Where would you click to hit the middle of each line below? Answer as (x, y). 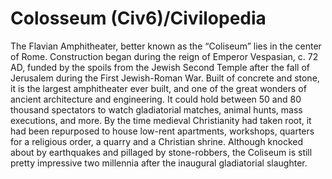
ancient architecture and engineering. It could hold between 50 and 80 (156, 99)
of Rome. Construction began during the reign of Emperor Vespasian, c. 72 (164, 56)
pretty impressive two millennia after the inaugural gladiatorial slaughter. (159, 163)
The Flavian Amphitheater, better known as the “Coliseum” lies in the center (166, 46)
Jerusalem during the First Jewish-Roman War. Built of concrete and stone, (165, 78)
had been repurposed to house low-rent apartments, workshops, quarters (162, 131)
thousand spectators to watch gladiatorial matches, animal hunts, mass (156, 109)
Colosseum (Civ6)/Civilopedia (138, 18)
